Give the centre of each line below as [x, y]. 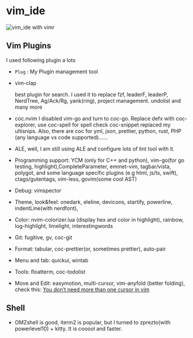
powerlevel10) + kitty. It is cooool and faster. [68, 329]
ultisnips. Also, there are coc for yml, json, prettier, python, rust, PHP [98, 131]
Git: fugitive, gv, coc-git [43, 237]
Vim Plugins [29, 46]
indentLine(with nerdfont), [46, 208]
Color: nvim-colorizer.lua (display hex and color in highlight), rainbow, [99, 219]
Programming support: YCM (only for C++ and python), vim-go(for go [99, 160]
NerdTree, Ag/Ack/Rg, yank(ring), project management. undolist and [98, 100]
